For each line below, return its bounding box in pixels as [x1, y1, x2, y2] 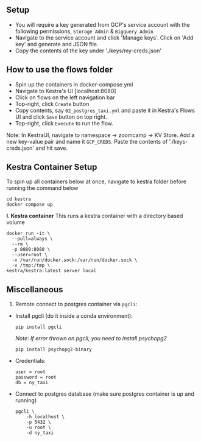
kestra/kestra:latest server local [6, 268, 97, 274]
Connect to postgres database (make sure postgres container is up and [15, 390, 195, 398]
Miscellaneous [6, 284, 63, 295]
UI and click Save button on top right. [15, 113, 108, 121]
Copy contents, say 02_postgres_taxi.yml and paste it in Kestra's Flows [15, 107, 195, 114]
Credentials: [15, 357, 46, 365]
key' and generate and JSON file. [15, 40, 99, 47]
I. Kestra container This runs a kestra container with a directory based [6, 212, 183, 220]
